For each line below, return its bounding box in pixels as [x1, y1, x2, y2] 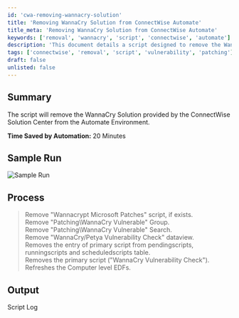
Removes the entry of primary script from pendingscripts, [24, 240, 194, 249]
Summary [7, 91, 52, 103]
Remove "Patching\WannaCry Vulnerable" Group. [24, 218, 170, 227]
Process [7, 191, 45, 203]
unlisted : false [7, 64, 55, 71]
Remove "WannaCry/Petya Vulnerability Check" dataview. [24, 233, 194, 242]
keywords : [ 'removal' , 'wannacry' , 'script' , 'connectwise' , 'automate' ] [7, 34, 231, 41]
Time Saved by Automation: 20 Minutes [7, 132, 126, 140]
